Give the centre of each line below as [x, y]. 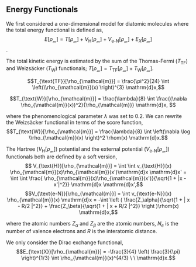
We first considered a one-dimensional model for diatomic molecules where [97, 23]
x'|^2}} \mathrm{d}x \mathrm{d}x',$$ [98, 184]
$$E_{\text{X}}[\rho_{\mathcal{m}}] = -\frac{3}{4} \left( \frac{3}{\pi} [98, 251]
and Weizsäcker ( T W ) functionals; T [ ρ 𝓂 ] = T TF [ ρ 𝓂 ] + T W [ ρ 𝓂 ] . [80, 69]
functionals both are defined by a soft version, [62, 157]
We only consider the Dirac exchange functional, [65, 242]
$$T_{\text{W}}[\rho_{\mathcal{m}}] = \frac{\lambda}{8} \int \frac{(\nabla [98, 99]
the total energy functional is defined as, [55, 30]
